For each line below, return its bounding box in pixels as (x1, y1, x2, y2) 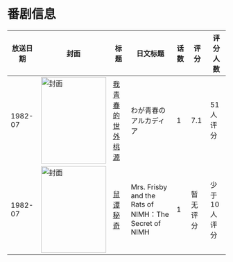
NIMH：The (130, 209, 170, 219)
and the (130, 191, 156, 200)
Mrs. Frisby (130, 182, 168, 191)
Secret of (130, 218, 162, 228)
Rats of (130, 199, 154, 209)
